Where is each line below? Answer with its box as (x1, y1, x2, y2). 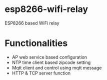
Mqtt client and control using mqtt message (11, 64, 102, 70)
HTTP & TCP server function (11, 70, 71, 76)
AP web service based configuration (11, 54, 87, 60)
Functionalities (4, 37, 68, 49)
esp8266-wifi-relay (4, 3, 88, 15)
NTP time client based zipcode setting (11, 59, 91, 65)
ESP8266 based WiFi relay (4, 20, 59, 26)
